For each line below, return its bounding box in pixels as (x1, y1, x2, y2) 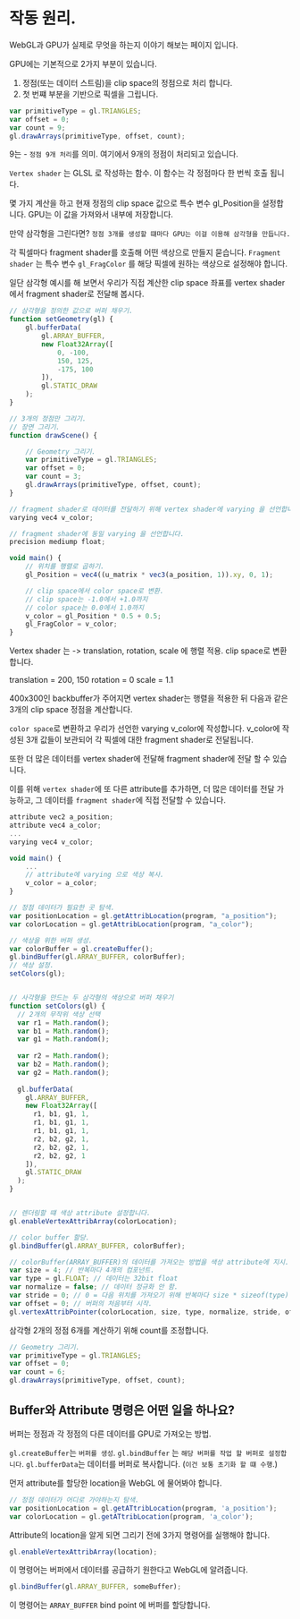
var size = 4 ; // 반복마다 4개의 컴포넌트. (9, 1265, 154, 1275)
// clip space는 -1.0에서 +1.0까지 (25, 594, 148, 604)
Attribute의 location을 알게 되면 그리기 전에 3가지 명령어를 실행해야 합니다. (9, 1530, 271, 1540)
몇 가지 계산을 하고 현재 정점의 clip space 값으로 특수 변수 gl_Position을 (9, 198, 261, 209)
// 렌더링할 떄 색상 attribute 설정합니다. (9, 1209, 151, 1218)
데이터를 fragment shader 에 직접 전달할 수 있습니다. (44, 795, 226, 805)
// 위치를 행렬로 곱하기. (25, 562, 105, 571)
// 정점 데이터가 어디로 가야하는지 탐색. (9, 1495, 140, 1504)
